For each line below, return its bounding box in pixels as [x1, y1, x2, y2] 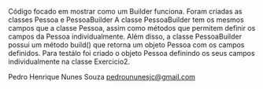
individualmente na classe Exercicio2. [8, 57, 131, 66]
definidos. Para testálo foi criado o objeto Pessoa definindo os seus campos [8, 49, 255, 57]
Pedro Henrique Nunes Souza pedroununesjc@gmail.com [8, 72, 195, 81]
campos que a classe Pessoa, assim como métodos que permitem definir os [8, 24, 256, 32]
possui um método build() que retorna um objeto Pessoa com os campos [8, 40, 245, 50]
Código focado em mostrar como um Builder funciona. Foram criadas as [8, 7, 243, 16]
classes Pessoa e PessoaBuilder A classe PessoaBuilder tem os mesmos [8, 15, 244, 24]
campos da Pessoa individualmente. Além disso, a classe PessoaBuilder [8, 32, 243, 41]
